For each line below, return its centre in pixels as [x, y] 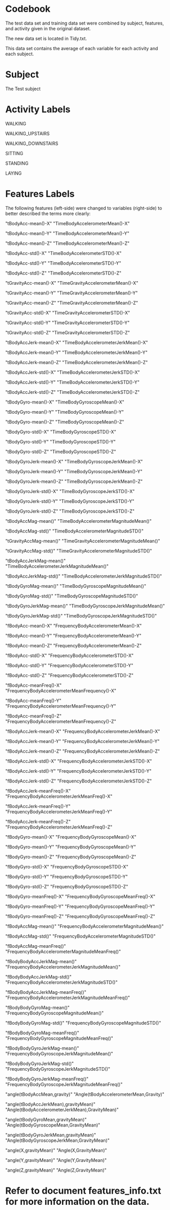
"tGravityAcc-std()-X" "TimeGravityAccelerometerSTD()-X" [68, 312]
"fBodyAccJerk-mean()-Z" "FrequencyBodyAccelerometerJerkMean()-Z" [83, 751]
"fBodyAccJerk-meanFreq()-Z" [38, 821]
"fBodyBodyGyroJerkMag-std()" [40, 1064]
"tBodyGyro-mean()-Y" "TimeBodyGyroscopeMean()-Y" [65, 412]
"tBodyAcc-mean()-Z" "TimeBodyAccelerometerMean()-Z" [67, 243]
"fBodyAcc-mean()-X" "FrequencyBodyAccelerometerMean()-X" [74, 626]
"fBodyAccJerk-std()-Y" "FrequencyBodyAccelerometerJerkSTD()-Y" [79, 771]
